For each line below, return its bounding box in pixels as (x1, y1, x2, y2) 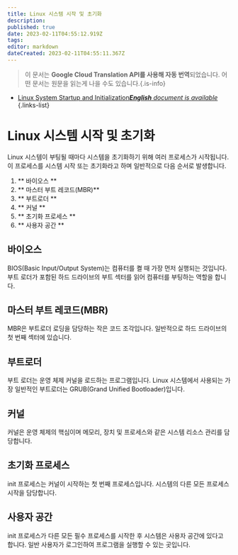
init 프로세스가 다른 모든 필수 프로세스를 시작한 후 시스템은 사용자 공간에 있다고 (7, 531, 224, 539)
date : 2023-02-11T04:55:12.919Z (7, 30, 103, 38)
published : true (7, 23, 55, 30)
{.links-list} (17, 101, 50, 109)
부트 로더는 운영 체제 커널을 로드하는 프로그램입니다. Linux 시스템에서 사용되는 (7, 376, 224, 385)
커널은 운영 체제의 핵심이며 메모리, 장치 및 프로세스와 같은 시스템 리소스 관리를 (7, 428, 223, 437)
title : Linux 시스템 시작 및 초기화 (7, 10, 103, 18)
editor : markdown (7, 43, 59, 50)
